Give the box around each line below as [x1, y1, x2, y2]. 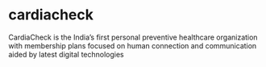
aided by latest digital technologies [8, 49, 125, 59]
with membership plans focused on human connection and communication [8, 40, 257, 50]
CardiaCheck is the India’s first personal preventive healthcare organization [8, 32, 258, 42]
